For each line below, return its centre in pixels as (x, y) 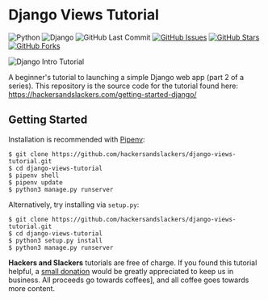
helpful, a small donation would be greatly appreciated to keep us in (121, 271)
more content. (31, 288)
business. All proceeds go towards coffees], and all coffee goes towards (129, 280)
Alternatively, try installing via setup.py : (74, 205)
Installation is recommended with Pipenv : (77, 139)
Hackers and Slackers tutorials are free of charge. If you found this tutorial (133, 262)
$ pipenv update (36, 182)
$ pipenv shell (34, 175)
